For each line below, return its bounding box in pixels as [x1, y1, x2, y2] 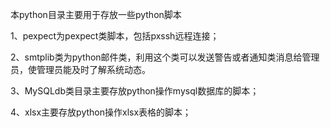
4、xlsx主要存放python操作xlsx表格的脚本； [10, 106, 192, 118]
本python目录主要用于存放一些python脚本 [10, 9, 182, 20]
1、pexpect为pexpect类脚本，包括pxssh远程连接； [10, 30, 220, 42]
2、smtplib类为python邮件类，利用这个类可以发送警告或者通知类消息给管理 [10, 51, 320, 63]
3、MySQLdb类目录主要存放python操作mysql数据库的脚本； [10, 85, 260, 97]
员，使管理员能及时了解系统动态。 [10, 64, 151, 75]
